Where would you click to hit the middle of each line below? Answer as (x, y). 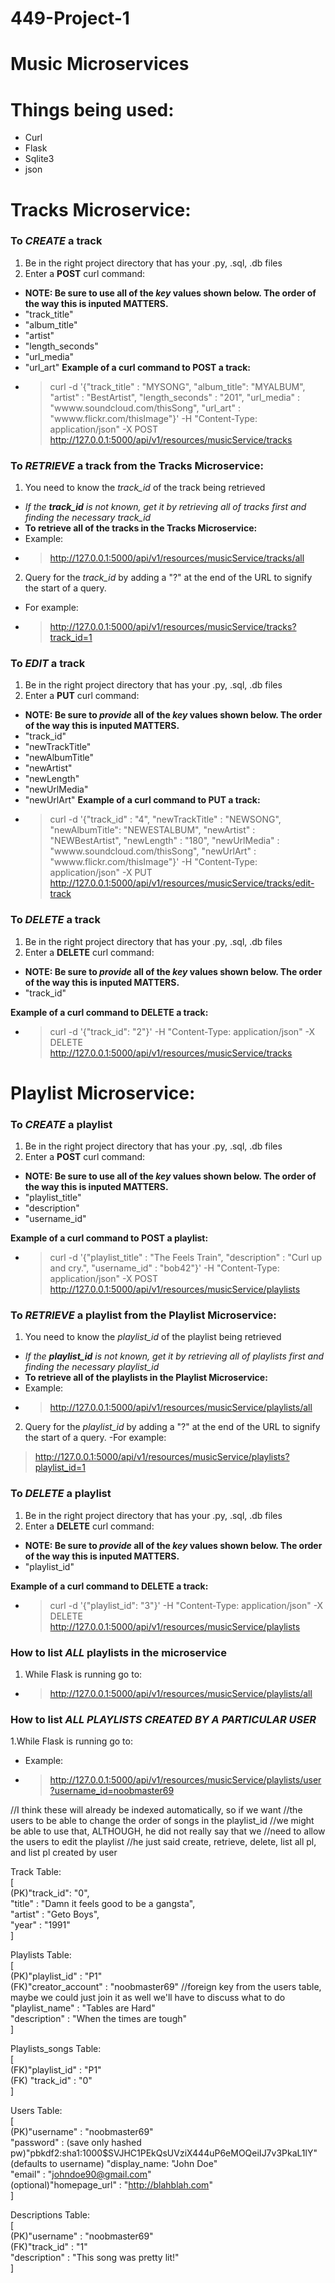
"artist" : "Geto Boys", (55, 1914)
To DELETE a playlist (61, 1494)
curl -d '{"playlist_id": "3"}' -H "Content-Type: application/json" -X (186, 1605)
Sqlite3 (39, 159)
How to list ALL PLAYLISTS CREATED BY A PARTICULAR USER (163, 1719)
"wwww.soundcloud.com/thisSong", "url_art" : (145, 408)
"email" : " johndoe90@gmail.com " (81, 2174)
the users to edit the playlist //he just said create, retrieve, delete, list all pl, (163, 1842)
